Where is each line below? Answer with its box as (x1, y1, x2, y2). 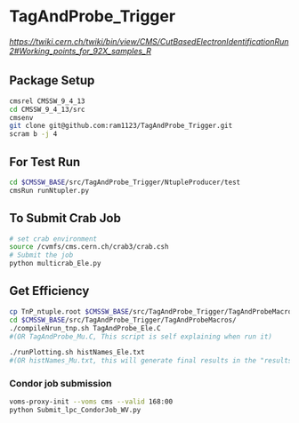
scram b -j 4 (9, 130, 58, 139)
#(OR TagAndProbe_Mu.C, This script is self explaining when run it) (9, 331, 273, 341)
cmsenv (9, 113, 34, 122)
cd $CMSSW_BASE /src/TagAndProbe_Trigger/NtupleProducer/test (9, 178, 241, 187)
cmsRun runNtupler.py (9, 186, 90, 195)
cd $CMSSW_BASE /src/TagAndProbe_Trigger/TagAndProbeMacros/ (9, 315, 238, 324)
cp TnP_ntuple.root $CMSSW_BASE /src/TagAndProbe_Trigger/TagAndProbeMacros (9, 307, 296, 316)
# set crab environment (9, 234, 98, 243)
